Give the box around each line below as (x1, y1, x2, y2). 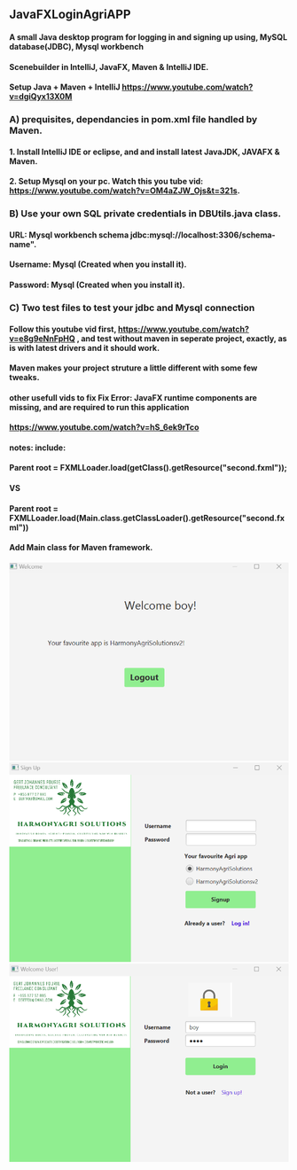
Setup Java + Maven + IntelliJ (9, 82, 121, 92)
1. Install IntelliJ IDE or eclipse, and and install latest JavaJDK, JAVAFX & (9, 146, 281, 157)
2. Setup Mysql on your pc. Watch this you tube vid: (9, 176, 204, 187)
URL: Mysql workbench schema (9, 230, 129, 240)
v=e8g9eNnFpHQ (9, 332, 75, 344)
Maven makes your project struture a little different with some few (9, 363, 258, 373)
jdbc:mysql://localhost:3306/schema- (129, 230, 277, 240)
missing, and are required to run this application (9, 402, 190, 412)
